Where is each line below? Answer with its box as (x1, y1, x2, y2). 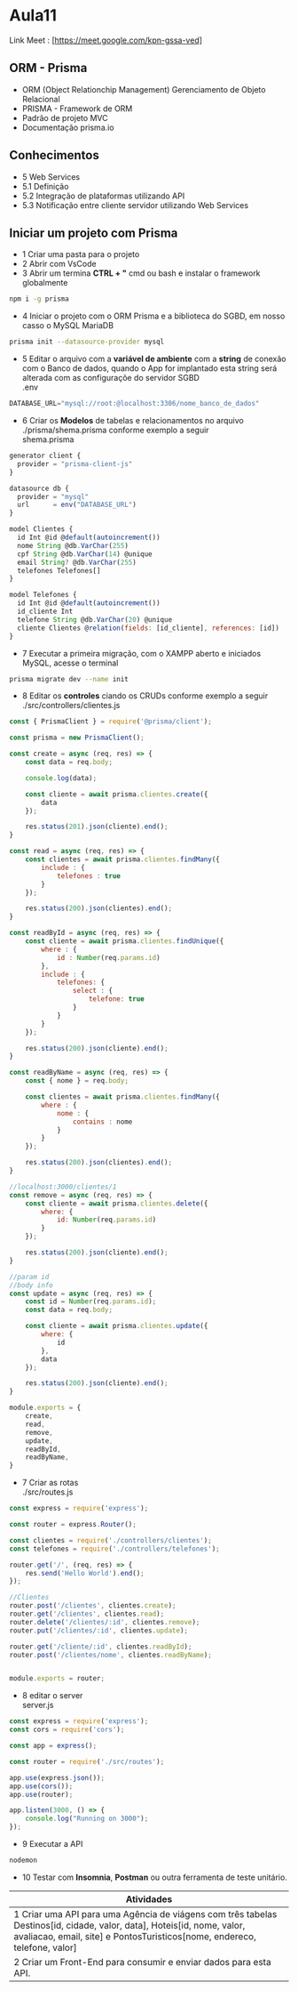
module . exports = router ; (9, 1674, 105, 1683)
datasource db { (9, 484, 69, 493)
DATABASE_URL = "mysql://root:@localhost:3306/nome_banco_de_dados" (9, 399, 260, 408)
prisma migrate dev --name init (9, 674, 129, 683)
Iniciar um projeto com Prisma (9, 225, 178, 240)
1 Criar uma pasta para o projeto (21, 249, 140, 260)
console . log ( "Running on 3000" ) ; (25, 1814, 149, 1824)
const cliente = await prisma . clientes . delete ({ (25, 1198, 208, 1208)
